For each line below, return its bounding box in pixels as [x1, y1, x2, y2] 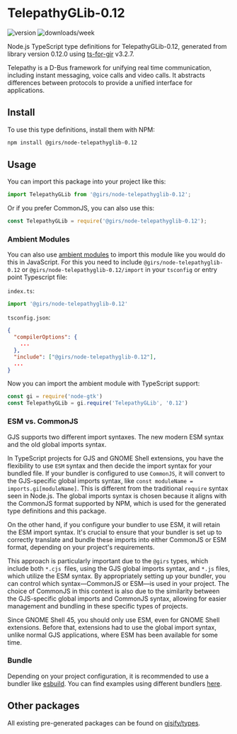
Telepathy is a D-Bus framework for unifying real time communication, [7, 63, 212, 72]
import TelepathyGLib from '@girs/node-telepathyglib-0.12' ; [7, 191, 192, 198]
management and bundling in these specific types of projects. [7, 602, 188, 610]
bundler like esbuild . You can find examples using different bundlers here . [7, 679, 223, 688]
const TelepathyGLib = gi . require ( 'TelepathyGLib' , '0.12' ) [7, 400, 189, 407]
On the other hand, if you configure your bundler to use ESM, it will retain [7, 520, 221, 529]
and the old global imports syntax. [7, 440, 107, 448]
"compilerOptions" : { [13, 334, 78, 341]
